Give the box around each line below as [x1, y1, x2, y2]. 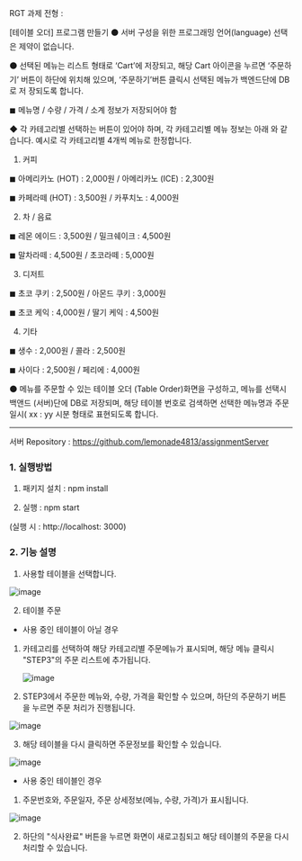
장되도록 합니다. [28, 85, 84, 96]
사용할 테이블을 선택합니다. [22, 568, 117, 578]
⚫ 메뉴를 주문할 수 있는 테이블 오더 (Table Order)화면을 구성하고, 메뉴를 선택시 [9, 383, 288, 394]
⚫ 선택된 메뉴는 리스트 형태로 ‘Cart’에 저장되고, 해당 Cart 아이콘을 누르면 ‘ [9, 60, 271, 70]
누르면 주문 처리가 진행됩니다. [31, 702, 136, 713]
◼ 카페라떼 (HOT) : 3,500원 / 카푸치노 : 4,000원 [9, 193, 180, 202]
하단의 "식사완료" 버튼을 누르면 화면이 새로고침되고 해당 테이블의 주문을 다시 [22, 830, 289, 841]
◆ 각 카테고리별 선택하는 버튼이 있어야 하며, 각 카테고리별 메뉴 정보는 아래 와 [9, 124, 279, 134]
